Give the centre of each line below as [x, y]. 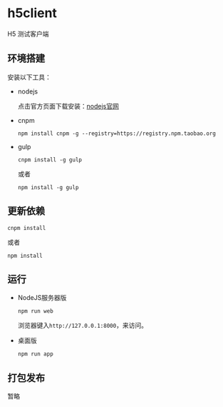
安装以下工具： [29, 77]
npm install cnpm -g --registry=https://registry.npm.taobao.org [116, 134]
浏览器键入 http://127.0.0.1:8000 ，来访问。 [83, 326]
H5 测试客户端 [28, 34]
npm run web [35, 311]
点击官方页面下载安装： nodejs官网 [68, 106]
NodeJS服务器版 [42, 298]
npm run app [35, 354]
